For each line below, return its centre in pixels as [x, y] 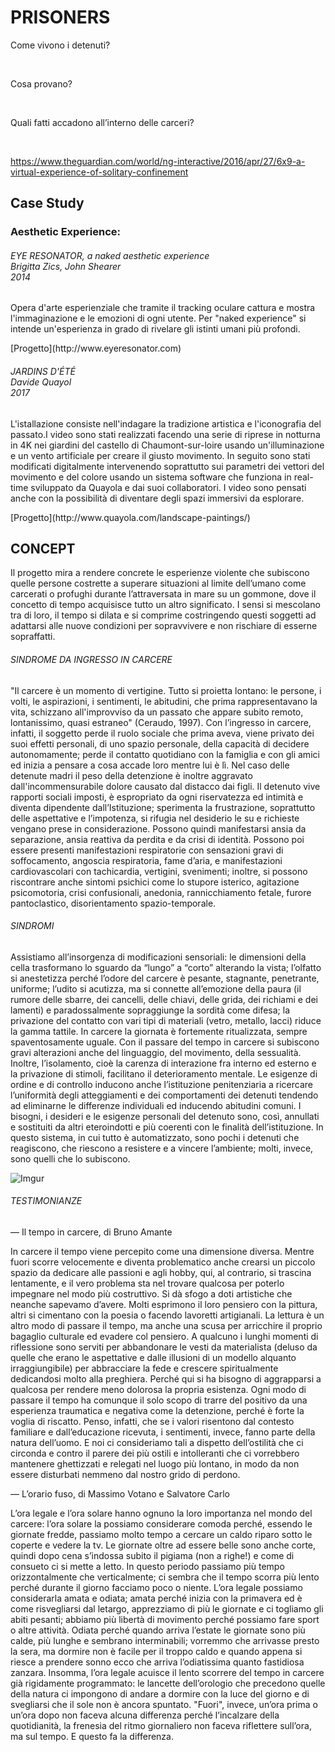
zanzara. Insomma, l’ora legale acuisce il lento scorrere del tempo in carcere [167, 1673]
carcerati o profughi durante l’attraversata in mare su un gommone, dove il [163, 594]
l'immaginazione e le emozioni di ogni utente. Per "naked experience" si [158, 318]
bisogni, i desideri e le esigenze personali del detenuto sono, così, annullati [165, 1116]
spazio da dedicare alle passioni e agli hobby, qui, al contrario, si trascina [161, 1273]
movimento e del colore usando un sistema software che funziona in [151, 477]
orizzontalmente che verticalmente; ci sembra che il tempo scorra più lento [165, 1577]
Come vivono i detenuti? [60, 45]
